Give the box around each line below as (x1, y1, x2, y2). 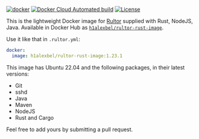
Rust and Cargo (14, 114, 54, 121)
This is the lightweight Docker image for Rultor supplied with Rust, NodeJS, (6, 18, 193, 24)
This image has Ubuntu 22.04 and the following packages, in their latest (6, 63, 185, 71)
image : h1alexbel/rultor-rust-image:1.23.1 (11, 53, 122, 59)
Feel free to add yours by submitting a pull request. (6, 126, 133, 133)
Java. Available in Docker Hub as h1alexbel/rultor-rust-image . (6, 24, 164, 31)
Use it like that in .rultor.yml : (6, 36, 80, 42)
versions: (6, 70, 29, 77)
